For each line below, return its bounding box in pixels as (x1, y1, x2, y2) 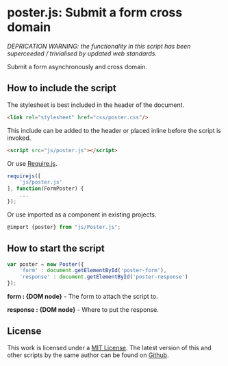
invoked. (7, 134, 31, 142)
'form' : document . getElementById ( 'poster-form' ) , (19, 267, 167, 274)
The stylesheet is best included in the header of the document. (7, 101, 185, 109)
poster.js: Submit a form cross (7, 5, 183, 21)
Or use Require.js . (7, 159, 58, 167)
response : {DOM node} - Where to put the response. (7, 306, 160, 314)
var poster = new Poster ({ (7, 260, 84, 268)
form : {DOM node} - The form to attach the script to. (7, 293, 159, 301)
